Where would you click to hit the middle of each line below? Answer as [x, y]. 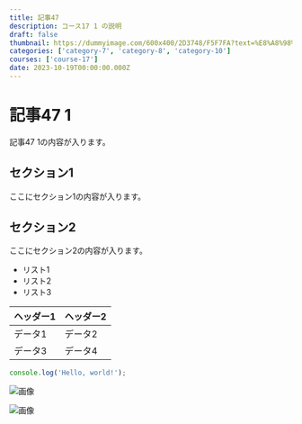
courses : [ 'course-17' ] [54, 59]
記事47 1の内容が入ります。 [60, 141]
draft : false [34, 34]
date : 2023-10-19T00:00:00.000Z [70, 68]
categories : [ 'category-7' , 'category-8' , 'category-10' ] [120, 51]
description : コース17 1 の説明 [66, 26]
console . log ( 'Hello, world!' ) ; [68, 373]
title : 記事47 [35, 18]
